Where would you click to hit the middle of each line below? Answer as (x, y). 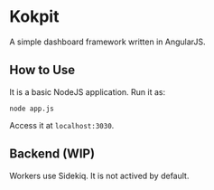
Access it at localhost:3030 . (62, 125)
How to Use (42, 70)
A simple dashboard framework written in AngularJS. (107, 42)
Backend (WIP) (52, 154)
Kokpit (34, 17)
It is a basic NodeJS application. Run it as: (87, 91)
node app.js (32, 109)
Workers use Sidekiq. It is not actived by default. (99, 176)
